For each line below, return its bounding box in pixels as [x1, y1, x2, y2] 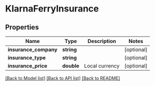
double [62, 62, 79, 69]
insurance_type [8, 54, 46, 61]
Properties [5, 23, 39, 31]
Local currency [84, 62, 120, 69]
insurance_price [8, 62, 48, 69]
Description [87, 38, 116, 44]
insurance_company [8, 46, 58, 53]
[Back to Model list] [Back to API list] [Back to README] [5, 75, 120, 81]
